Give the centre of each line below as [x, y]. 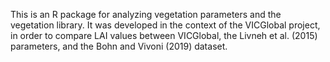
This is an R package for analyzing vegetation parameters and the [146, 14]
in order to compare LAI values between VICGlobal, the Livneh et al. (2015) [164, 35]
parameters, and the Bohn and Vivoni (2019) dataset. [119, 46]
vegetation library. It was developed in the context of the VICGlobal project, [165, 25]
